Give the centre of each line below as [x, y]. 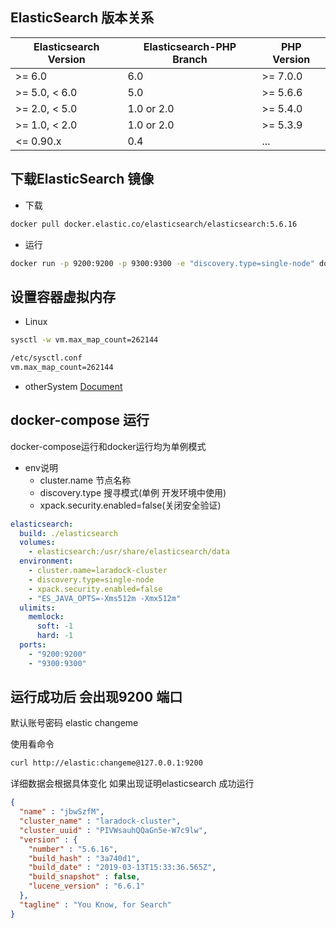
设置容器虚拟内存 [63, 296]
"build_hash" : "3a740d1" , [84, 858]
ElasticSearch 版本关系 [82, 18]
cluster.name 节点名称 [85, 480]
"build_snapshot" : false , [84, 877]
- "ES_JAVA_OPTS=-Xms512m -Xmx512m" [105, 598]
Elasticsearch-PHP [190, 46]
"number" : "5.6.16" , [73, 849]
